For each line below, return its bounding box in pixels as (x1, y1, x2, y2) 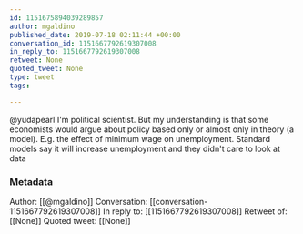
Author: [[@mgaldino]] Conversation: (9, 196, 148, 207)
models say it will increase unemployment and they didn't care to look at (9, 143, 280, 154)
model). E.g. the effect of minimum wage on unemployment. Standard (9, 133, 271, 144)
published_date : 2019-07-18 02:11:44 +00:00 (9, 30, 181, 39)
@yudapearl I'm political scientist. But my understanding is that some (9, 114, 269, 125)
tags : (9, 81, 30, 90)
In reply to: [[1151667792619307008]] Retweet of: (103, 206, 288, 217)
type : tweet (9, 73, 55, 82)
